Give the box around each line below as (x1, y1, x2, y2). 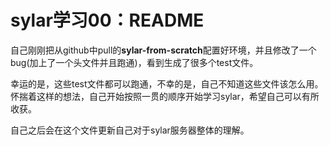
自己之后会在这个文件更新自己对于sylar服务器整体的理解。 (10, 124, 250, 136)
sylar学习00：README (10, 9, 205, 32)
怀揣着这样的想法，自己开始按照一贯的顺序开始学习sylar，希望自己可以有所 (10, 90, 320, 102)
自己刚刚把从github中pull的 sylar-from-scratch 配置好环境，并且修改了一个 (10, 44, 317, 56)
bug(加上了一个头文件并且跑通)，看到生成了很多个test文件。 (10, 56, 259, 68)
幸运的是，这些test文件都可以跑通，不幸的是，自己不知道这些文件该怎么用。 (10, 77, 324, 90)
